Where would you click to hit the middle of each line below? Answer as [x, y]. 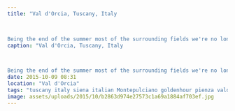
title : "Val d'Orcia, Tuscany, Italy [62, 14]
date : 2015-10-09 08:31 [42, 77]
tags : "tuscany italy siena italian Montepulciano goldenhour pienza [111, 90]
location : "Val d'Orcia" [43, 84]
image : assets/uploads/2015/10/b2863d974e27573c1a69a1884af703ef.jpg [111, 96]
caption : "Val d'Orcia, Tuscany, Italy [65, 45]
